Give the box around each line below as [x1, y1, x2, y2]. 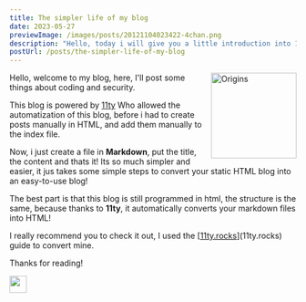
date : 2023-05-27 [9, 22, 76, 31]
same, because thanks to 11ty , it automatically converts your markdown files [9, 203, 296, 214]
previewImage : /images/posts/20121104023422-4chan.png [9, 30, 222, 39]
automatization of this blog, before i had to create [9, 109, 195, 120]
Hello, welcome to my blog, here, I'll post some [9, 72, 186, 83]
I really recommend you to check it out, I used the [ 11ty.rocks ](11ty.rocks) [9, 230, 282, 242]
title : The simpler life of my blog [9, 13, 148, 23]
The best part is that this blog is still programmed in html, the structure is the [9, 193, 297, 204]
